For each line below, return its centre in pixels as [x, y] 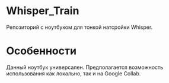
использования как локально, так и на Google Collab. [74, 73]
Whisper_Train [43, 11]
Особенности [42, 51]
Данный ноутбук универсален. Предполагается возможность [85, 67]
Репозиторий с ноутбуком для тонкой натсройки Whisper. [79, 27]
